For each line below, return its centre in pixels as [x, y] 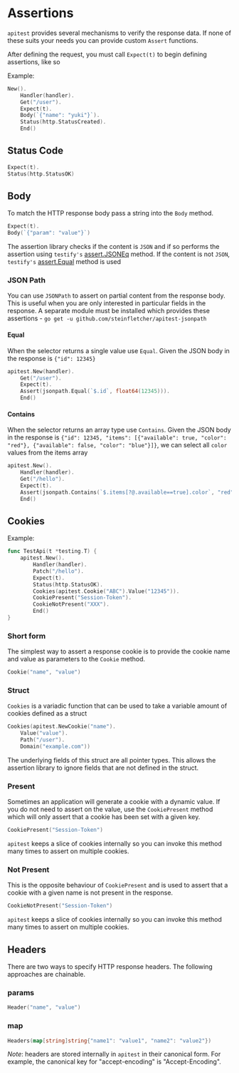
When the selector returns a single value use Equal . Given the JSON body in [118, 350]
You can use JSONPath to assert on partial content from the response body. [116, 296]
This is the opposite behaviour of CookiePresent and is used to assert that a [118, 885]
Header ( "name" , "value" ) [44, 1007]
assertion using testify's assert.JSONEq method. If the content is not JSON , [118, 254]
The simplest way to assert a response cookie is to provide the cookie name [119, 651]
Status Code [36, 151]
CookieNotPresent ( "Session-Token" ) [60, 906]
